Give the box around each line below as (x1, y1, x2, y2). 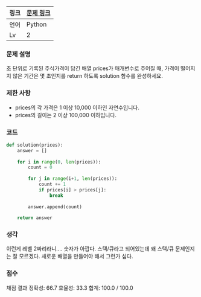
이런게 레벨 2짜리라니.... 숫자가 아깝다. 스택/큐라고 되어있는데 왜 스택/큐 (6, 245, 174, 252)
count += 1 (38, 181, 66, 188)
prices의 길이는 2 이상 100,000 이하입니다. (14, 111, 116, 118)
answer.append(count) (28, 203, 83, 210)
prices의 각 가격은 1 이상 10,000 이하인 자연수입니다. (14, 104, 140, 111)
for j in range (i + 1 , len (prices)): (28, 176, 118, 182)
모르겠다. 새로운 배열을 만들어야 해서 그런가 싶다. (19, 253, 133, 260)
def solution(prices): (6, 142, 63, 148)
